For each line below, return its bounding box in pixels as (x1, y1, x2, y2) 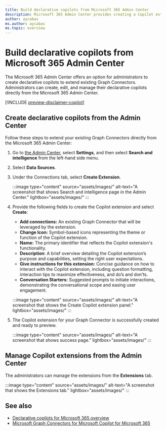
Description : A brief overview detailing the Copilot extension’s (19, 250, 147, 256)
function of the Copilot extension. (19, 234, 88, 241)
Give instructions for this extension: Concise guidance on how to (19, 261, 155, 267)
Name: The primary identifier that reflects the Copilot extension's (19, 240, 153, 246)
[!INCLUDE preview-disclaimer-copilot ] (5, 100, 85, 106)
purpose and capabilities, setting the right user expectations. (19, 255, 144, 261)
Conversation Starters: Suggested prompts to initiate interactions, (19, 276, 156, 283)
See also (5, 402, 32, 410)
